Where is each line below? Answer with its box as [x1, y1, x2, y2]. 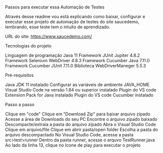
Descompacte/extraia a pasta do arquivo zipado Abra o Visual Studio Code [5, 122, 157, 127]
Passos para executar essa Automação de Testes [5, 4, 105, 10]
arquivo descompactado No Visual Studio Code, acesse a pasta [5, 132, 134, 137]
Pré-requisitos [5, 72, 34, 78]
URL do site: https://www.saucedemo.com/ [5, 34, 92, 39]
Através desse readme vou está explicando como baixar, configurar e [5, 14, 145, 19]
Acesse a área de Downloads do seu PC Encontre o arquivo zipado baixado [5, 116, 158, 122]
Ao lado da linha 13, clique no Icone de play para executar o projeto [5, 142, 141, 148]
